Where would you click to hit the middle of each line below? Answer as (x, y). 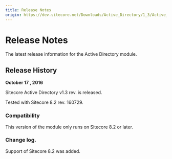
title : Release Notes (28, 10)
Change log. (21, 140)
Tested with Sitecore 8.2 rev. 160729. (44, 102)
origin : (14, 15)
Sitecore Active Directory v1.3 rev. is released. (54, 93)
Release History (31, 70)
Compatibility (23, 116)
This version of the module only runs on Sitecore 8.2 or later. (69, 127)
